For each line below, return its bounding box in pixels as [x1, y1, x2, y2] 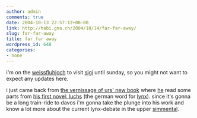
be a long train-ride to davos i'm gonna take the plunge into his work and [6, 99, 184, 106]
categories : [6, 47, 36, 53]
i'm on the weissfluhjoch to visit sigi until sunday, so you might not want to [6, 68, 188, 76]
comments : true [6, 14, 44, 20]
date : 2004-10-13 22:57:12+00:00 [6, 19, 89, 25]
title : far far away [6, 36, 58, 42]
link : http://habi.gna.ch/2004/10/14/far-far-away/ [6, 25, 136, 31]
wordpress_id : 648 [6, 42, 52, 48]
